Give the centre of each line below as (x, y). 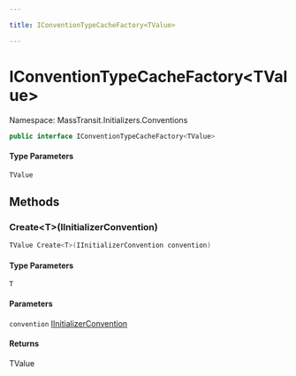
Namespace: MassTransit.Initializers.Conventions (99, 119)
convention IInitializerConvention (68, 323)
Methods (34, 202)
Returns (24, 344)
